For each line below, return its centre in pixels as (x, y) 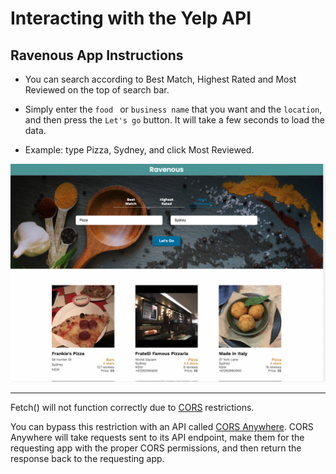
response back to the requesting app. (87, 459)
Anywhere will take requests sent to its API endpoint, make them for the (157, 438)
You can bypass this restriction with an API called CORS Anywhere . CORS (162, 427)
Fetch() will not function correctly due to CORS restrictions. (132, 408)
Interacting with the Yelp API (131, 18)
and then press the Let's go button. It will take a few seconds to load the (174, 120)
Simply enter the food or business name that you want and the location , (173, 109)
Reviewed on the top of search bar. (97, 90)
